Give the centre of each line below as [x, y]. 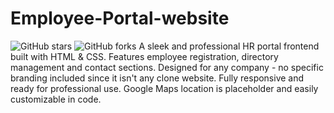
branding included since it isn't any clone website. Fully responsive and [157, 78]
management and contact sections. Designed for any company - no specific [167, 67]
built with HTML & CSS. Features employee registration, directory [144, 56]
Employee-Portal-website [120, 18]
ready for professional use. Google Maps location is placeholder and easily [164, 88]
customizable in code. [56, 99]
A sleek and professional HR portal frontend [229, 46]
